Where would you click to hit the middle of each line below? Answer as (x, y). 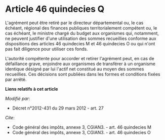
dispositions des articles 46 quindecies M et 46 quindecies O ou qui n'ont (80, 43)
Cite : (10, 117)
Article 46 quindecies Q (55, 9)
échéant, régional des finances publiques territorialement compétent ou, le (81, 28)
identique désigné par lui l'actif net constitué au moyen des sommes (75, 69)
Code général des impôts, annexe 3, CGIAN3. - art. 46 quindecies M (82, 127)
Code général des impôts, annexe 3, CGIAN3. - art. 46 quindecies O (81, 132)
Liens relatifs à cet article (32, 89)
